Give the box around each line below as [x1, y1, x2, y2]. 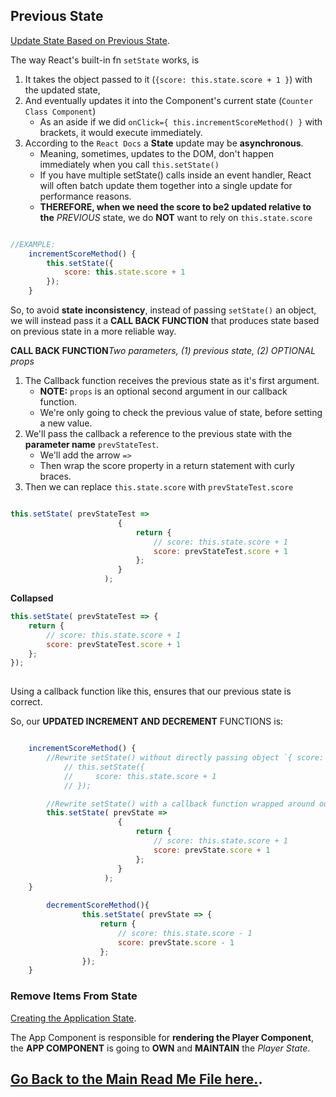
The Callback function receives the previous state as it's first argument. [24, 375, 320, 387]
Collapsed [10, 592, 54, 604]
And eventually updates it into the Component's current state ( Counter [24, 94, 314, 106]
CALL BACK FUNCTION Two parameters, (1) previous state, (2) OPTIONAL [10, 345, 317, 357]
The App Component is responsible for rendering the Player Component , [10, 1031, 314, 1043]
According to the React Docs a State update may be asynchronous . [24, 137, 304, 149]
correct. [10, 696, 43, 708]
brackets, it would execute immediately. [39, 126, 203, 138]
